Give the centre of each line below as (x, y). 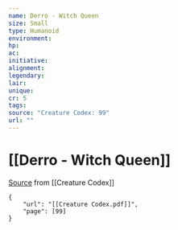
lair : (17, 83)
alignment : (27, 68)
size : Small (28, 23)
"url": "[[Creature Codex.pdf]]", (81, 204)
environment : (30, 38)
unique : (21, 90)
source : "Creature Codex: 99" (59, 113)
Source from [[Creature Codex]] (62, 183)
